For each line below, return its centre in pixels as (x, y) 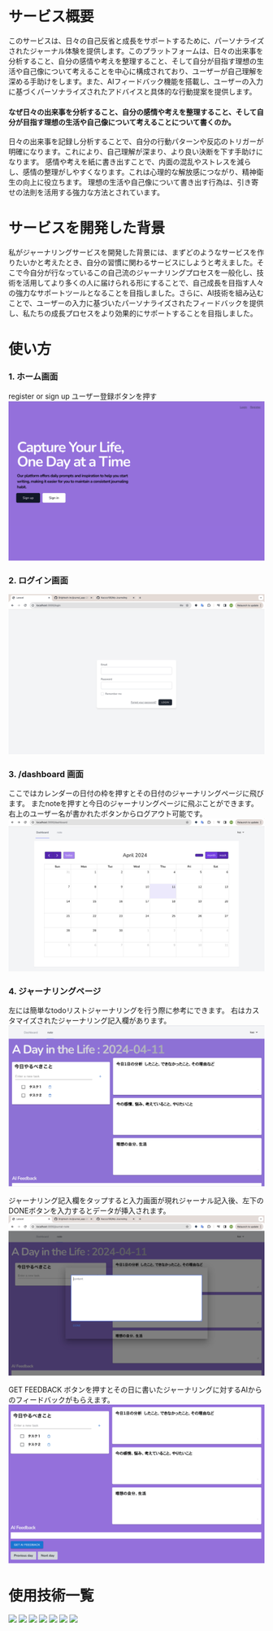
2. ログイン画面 (39, 580)
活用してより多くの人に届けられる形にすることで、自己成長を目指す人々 (143, 283)
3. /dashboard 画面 (46, 774)
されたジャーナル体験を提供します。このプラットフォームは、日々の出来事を (136, 50)
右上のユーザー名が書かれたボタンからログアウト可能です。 (108, 813)
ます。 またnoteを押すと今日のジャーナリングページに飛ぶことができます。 (133, 804)
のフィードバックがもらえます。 (62, 1399)
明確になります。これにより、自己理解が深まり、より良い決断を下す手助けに (136, 152)
